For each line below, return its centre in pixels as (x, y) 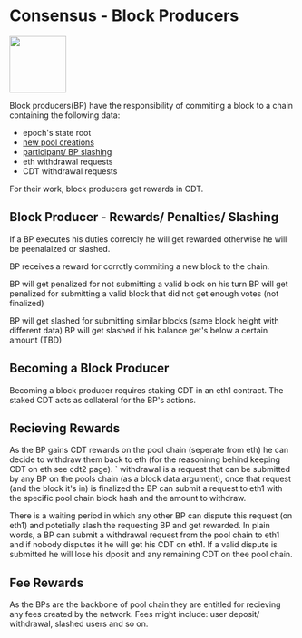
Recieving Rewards (65, 428)
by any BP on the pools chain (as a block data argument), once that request (151, 479)
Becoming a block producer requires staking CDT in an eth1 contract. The (146, 390)
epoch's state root (57, 132)
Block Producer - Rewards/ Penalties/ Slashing (144, 217)
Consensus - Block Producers (124, 16)
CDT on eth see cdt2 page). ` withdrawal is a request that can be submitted (150, 469)
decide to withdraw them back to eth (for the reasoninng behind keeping (145, 459)
